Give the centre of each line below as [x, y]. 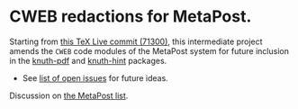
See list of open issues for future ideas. [95, 77]
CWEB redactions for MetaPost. [131, 17]
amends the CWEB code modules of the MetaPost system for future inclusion [149, 50]
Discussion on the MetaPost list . [69, 95]
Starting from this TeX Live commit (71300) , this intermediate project [136, 41]
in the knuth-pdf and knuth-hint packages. [88, 60]
